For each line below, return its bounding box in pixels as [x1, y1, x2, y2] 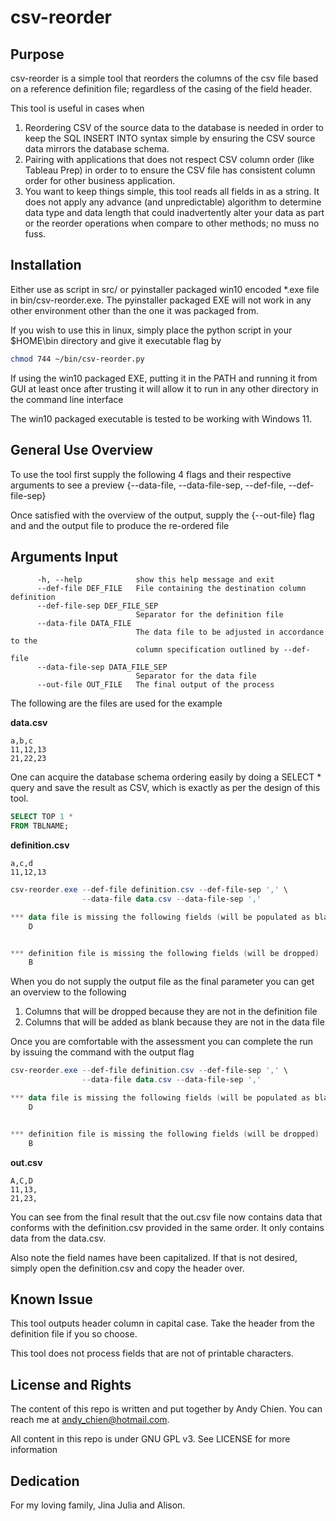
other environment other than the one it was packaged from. [10, 304, 260, 316]
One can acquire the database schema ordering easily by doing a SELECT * [10, 771, 322, 783]
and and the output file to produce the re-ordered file [10, 519, 230, 531]
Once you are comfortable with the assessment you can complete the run [10, 1036, 314, 1048]
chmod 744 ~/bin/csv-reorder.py [10, 354, 145, 364]
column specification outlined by [135, 645, 280, 655]
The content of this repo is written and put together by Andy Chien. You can [10, 1403, 323, 1415]
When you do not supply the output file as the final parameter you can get [10, 976, 315, 988]
